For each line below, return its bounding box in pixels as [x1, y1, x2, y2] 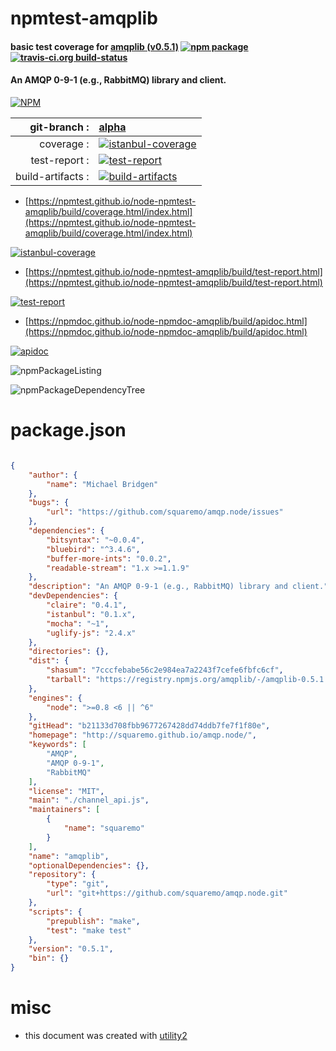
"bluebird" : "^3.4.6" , [46, 544, 141, 554]
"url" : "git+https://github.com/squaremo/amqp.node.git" [46, 888, 288, 899]
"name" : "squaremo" [63, 823, 145, 834]
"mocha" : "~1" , [46, 618, 110, 629]
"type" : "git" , [46, 879, 110, 889]
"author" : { [28, 470, 78, 480]
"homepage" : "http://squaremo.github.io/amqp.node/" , [28, 730, 257, 741]
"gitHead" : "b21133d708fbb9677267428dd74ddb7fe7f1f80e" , [28, 721, 271, 731]
